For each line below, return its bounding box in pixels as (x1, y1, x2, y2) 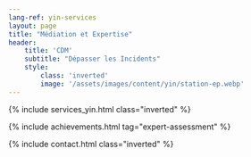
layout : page (8, 21, 57, 30)
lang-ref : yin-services (8, 12, 97, 22)
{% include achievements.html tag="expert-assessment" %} (8, 121, 231, 132)
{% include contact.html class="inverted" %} (8, 138, 174, 149)
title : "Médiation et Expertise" (8, 29, 133, 38)
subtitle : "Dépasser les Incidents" (24, 54, 162, 63)
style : (24, 63, 49, 72)
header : (8, 37, 38, 47)
